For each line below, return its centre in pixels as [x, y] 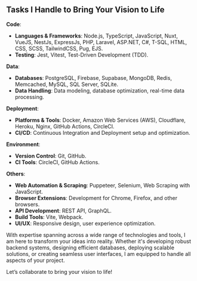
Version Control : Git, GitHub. [50, 156]
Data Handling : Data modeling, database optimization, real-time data [100, 90]
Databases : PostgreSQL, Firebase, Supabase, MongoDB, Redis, [93, 78]
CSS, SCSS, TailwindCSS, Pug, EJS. [59, 48]
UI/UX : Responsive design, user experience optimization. [85, 223]
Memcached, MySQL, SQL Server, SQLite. [66, 84]
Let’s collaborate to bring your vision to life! [59, 271]
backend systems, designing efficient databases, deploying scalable [90, 248]
